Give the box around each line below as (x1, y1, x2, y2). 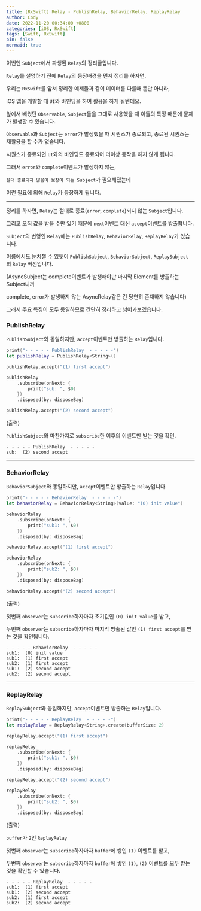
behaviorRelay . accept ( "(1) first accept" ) (6, 544, 114, 551)
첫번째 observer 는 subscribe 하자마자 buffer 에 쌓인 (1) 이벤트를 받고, (6, 847, 170, 854)
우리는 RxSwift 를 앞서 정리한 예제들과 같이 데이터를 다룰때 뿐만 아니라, (6, 84, 170, 92)
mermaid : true (6, 42, 42, 48)
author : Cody (6, 14, 39, 20)
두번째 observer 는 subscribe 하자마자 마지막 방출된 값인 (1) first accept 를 (6, 625, 185, 632)
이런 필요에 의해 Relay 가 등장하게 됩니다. (6, 189, 101, 196)
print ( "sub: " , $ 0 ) (28, 385, 77, 392)
